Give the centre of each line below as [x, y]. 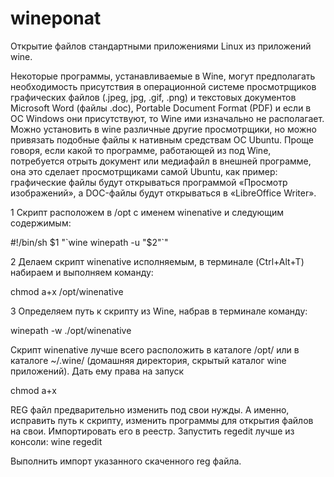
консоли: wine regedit [56, 441]
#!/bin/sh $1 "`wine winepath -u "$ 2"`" [89, 242]
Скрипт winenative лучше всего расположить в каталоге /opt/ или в [155, 349]
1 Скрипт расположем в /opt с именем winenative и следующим [147, 212]
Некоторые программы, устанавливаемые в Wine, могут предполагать [163, 76]
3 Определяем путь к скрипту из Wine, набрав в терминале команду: [159, 311]
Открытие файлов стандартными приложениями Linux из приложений [161, 46]
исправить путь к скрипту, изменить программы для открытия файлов [162, 420]
